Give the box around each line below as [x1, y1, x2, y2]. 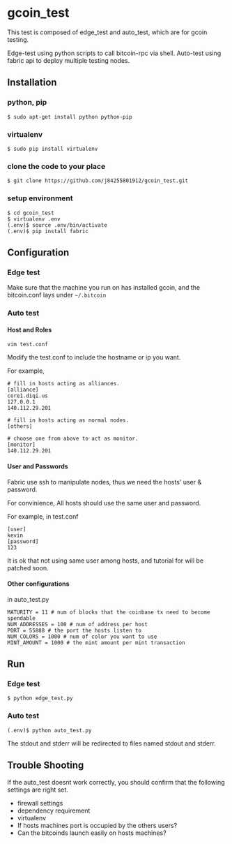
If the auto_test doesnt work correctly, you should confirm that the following [7, 778, 225, 786]
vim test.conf [7, 341, 49, 348]
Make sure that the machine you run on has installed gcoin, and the [7, 283, 201, 292]
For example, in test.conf [7, 512, 79, 521]
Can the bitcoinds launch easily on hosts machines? [17, 829, 167, 837]
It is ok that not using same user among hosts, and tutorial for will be [7, 556, 204, 565]
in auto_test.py [7, 595, 49, 603]
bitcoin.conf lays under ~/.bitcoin [7, 291, 107, 299]
